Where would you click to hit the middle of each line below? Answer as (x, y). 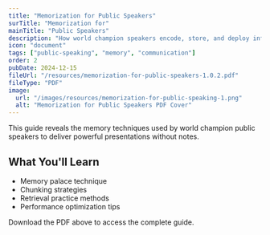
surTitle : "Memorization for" (59, 23)
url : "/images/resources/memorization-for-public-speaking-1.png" (129, 98)
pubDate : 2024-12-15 (43, 68)
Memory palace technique (63, 180)
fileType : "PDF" (35, 83)
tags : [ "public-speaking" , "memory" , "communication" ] (102, 53)
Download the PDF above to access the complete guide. (101, 222)
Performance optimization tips (70, 206)
